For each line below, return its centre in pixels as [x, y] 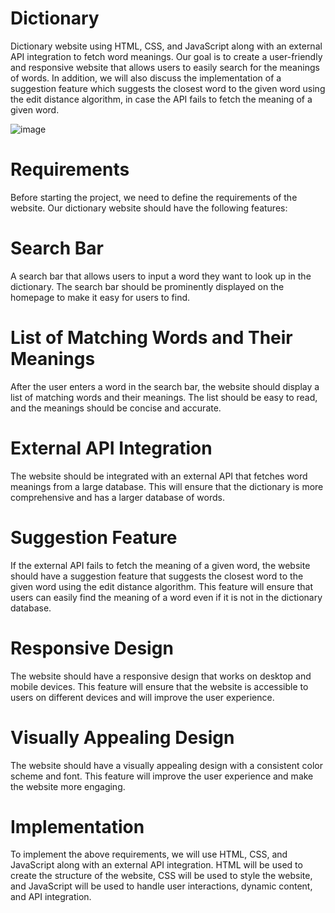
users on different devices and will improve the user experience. [142, 697]
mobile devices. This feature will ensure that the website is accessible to [159, 686]
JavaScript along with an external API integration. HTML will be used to [156, 865]
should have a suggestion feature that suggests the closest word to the [157, 576]
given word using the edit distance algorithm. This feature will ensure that [161, 586]
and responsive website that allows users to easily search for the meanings [165, 67]
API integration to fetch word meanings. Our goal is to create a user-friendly [166, 56]
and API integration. [51, 897]
